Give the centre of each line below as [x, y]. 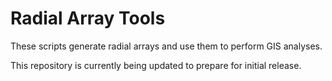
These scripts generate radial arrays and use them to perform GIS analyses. [166, 46]
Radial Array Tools [88, 18]
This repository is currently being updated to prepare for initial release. [156, 65]
